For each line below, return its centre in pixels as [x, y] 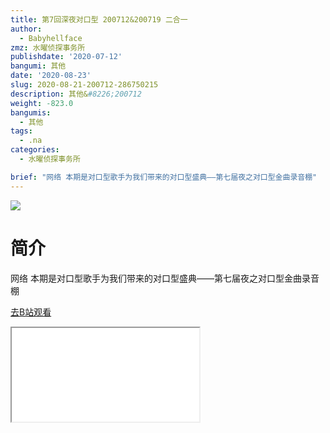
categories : [35, 150]
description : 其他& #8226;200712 [76, 94]
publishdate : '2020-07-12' [66, 57]
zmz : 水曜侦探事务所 [48, 47]
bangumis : [31, 112]
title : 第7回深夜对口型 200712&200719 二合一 [99, 19]
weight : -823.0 [42, 103]
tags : [21, 131]
